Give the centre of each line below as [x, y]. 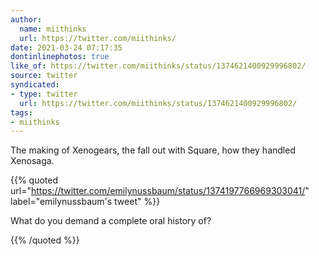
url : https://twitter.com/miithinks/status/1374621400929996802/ [158, 103]
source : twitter [44, 76]
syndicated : [35, 85]
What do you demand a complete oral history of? [111, 221]
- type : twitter [44, 94]
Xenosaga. [32, 161]
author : [26, 19]
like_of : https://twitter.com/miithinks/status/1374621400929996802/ [158, 66]
